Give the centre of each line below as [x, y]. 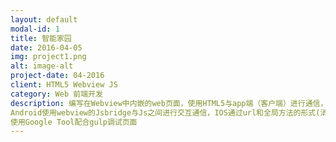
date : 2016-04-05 [46, 47]
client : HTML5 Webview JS [64, 85]
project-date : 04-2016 [57, 76]
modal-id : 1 [35, 29]
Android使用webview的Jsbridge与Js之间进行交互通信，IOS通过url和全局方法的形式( [165, 112]
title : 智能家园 [41, 38]
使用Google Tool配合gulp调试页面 [74, 122]
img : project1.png [48, 57]
